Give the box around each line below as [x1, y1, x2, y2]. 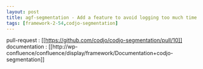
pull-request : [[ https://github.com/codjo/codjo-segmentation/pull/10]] [6, 37, 182, 44]
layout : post [6, 8, 40, 15]
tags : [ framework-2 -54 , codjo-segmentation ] [6, 20, 119, 26]
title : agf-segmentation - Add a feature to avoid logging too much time [6, 15, 198, 21]
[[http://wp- [48, 43, 78, 50]
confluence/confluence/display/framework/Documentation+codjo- [6, 50, 173, 57]
